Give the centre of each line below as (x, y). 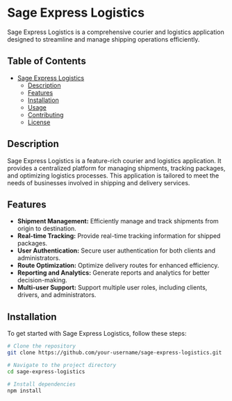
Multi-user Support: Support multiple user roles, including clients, (112, 288)
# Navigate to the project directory (62, 365)
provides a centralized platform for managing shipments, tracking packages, (116, 168)
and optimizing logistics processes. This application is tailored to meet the (113, 176)
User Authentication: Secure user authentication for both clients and (116, 250)
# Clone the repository (42, 346)
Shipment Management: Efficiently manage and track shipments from (118, 221)
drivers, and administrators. (57, 295)
